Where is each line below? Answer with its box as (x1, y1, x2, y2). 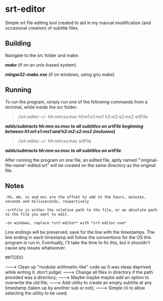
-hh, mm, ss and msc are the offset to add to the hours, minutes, (5, 195, 147, 200)
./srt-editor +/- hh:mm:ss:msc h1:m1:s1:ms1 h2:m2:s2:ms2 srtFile (17, 113, 148, 119)
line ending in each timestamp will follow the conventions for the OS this (5, 234, 152, 240)
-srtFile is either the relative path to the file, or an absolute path (5, 208, 158, 213)
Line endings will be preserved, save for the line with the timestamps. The (5, 229, 155, 235)
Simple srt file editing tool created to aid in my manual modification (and (5, 20, 151, 26)
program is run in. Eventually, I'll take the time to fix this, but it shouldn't (5, 240, 150, 246)
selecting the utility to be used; (5, 290, 68, 296)
